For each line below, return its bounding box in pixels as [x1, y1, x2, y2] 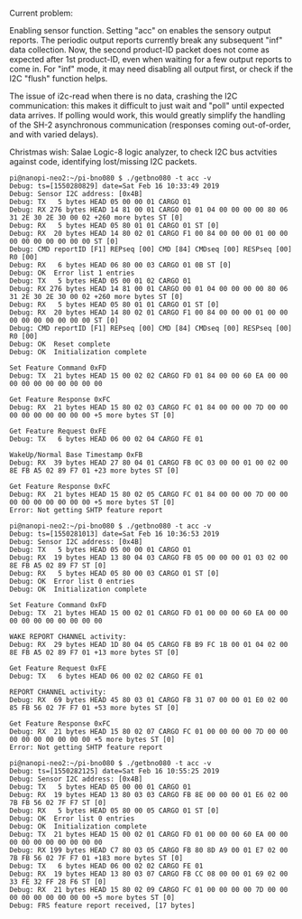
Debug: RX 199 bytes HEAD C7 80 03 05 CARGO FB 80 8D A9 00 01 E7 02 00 [9, 846, 288, 855]
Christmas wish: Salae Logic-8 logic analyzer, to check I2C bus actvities [9, 146, 278, 157]
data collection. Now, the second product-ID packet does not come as [9, 44, 270, 55]
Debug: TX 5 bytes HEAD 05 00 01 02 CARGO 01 [9, 277, 192, 286]
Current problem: [9, 8, 74, 18]
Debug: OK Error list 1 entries [9, 268, 135, 277]
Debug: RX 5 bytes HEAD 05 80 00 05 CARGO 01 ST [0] [9, 806, 220, 815]
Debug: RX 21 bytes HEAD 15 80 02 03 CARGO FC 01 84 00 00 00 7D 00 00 [9, 403, 288, 412]
